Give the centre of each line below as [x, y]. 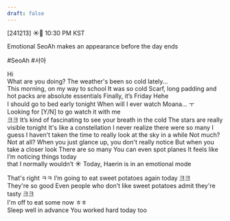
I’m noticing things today [42, 156]
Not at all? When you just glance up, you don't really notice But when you [111, 142]
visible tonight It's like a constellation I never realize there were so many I [111, 127]
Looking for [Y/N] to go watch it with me [64, 112]
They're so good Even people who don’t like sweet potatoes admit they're [112, 185]
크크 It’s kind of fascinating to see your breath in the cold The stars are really [115, 120]
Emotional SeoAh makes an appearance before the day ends [93, 46]
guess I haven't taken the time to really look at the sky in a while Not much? [114, 135]
